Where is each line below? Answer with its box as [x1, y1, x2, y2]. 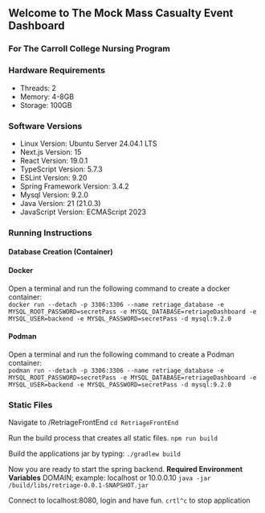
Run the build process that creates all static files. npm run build [8, 433, 218, 443]
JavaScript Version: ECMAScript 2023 [19, 207, 147, 217]
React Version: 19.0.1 [19, 155, 88, 165]
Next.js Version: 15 [19, 147, 82, 156]
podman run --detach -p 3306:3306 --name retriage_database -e [8, 366, 225, 374]
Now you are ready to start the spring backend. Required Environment [8, 465, 243, 474]
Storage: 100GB [19, 100, 72, 110]
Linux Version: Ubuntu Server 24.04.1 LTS [19, 139, 157, 148]
